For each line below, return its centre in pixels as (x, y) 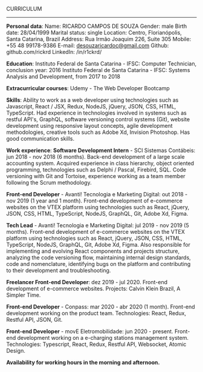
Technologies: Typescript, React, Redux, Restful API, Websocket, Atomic (96, 344)
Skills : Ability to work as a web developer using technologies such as (92, 100)
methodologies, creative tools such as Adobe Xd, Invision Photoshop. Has (98, 132)
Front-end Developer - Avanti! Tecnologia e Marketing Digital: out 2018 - (97, 194)
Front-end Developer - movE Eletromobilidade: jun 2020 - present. (90, 331)
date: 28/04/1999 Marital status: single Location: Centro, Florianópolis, (94, 32)
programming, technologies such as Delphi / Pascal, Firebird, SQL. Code (96, 170)
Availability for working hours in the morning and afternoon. (83, 362)
